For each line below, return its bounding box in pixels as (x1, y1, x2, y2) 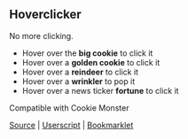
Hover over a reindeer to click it (21, 66, 139, 77)
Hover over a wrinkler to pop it (21, 75, 136, 87)
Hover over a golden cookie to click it (21, 57, 161, 67)
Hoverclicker (9, 7, 82, 22)
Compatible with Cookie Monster (9, 102, 129, 113)
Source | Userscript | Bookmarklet (9, 120, 134, 130)
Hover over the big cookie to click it (21, 48, 153, 58)
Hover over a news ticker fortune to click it (21, 85, 179, 96)
